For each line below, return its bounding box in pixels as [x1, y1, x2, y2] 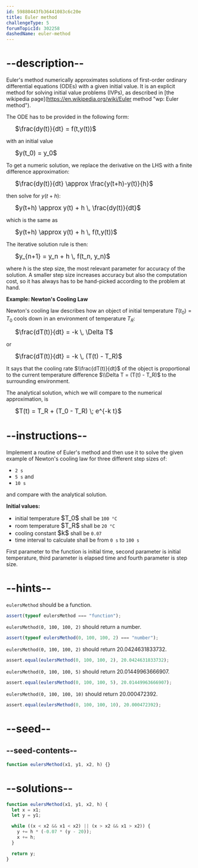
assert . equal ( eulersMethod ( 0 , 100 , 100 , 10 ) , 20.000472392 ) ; [6, 702, 162, 708]
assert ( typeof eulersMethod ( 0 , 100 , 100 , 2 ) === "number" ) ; [6, 635, 159, 641]
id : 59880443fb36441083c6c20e [6, 8, 82, 15]
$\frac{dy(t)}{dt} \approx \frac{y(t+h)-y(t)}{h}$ [14, 180, 153, 188]
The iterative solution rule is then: [6, 241, 88, 248]
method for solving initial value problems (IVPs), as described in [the [6, 89, 175, 96]
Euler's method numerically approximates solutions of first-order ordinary [6, 76, 187, 84]
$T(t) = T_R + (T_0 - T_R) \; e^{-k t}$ [14, 407, 122, 415]
